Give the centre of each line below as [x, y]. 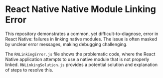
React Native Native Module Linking [81, 9]
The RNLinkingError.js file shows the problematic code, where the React [80, 54]
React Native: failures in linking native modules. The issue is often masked [81, 39]
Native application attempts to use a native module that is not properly [77, 59]
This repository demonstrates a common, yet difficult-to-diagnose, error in [82, 33]
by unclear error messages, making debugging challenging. [67, 44]
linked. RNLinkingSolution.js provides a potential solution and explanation [81, 64]
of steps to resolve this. [29, 70]
